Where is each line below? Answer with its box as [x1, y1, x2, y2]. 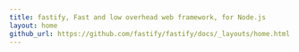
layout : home [9, 21, 58, 30]
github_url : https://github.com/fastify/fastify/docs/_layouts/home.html [9, 29, 291, 38]
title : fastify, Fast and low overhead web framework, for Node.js [9, 12, 267, 22]
